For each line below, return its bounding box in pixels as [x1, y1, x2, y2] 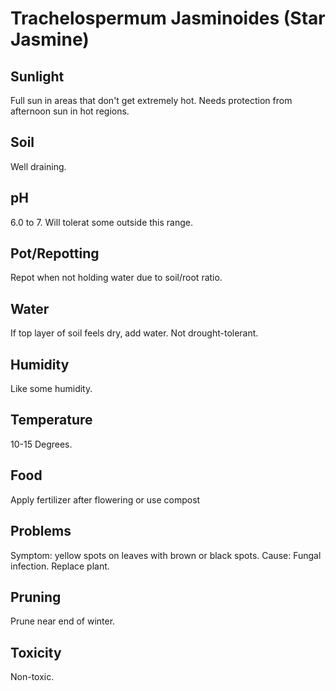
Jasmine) [10, 28, 90, 51]
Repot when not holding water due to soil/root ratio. [10, 272, 223, 284]
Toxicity [10, 644, 62, 661]
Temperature [10, 412, 93, 429]
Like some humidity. [10, 383, 93, 395]
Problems [10, 523, 72, 540]
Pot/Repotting [10, 245, 100, 262]
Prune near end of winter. [10, 615, 116, 627]
